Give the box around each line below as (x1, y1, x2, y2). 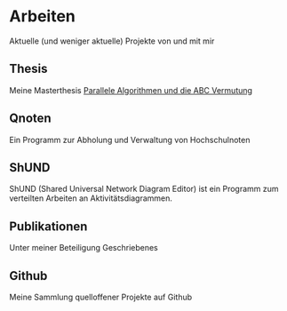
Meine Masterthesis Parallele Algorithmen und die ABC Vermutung (9, 84, 253, 95)
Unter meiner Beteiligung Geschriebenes (9, 243, 158, 253)
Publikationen (9, 219, 88, 234)
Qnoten (9, 111, 52, 126)
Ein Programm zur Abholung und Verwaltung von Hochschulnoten (9, 134, 251, 145)
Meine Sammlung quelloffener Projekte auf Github (9, 291, 193, 302)
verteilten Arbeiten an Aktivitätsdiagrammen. (9, 193, 173, 203)
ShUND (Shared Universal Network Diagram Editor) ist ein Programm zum (9, 184, 279, 195)
